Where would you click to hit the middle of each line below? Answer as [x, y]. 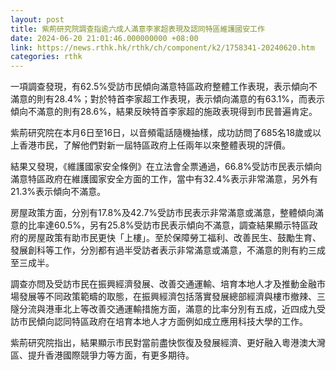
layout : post [37, 19]
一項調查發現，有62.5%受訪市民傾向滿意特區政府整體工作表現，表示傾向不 [164, 87]
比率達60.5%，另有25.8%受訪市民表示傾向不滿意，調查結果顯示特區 [168, 225]
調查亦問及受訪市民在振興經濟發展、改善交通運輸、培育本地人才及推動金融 [163, 284]
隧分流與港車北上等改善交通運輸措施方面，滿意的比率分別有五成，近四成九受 [168, 309]
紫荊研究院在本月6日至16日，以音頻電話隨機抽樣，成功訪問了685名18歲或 [161, 133]
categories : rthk [46, 57]
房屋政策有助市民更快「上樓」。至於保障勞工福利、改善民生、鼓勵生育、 [174, 238]
